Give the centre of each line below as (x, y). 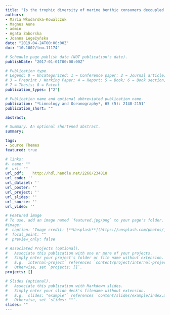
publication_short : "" (29, 108)
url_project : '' (22, 192)
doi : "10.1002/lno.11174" (32, 48)
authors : (14, 15)
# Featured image (24, 216)
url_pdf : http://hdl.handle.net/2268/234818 (56, 173)
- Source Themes (22, 145)
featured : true (21, 150)
